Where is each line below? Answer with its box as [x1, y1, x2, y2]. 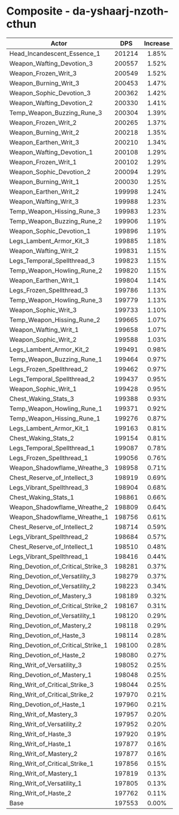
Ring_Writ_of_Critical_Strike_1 [9, 759, 94, 768]
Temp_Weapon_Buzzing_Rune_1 [9, 355, 103, 364]
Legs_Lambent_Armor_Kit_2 [9, 345, 90, 353]
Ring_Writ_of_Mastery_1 [9, 769, 78, 777]
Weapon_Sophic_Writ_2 [9, 335, 77, 343]
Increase [144, 39, 170, 47]
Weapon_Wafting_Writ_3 [9, 197, 79, 206]
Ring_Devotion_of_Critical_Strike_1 [9, 641, 108, 649]
